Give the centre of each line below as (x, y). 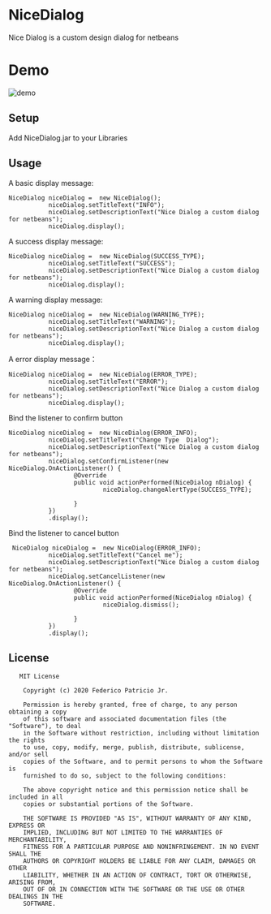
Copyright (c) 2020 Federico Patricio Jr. (96, 691)
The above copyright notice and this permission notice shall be (136, 790)
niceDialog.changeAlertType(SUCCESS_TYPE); (177, 489)
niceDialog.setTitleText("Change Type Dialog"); (134, 440)
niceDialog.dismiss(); (141, 605)
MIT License (39, 677)
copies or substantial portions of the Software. (109, 804)
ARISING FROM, (32, 882)
